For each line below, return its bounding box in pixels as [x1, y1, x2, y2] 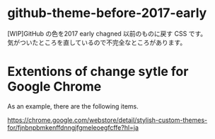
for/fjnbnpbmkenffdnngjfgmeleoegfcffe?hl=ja [7, 123, 139, 132]
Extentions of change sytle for [7, 64, 189, 79]
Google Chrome [7, 79, 102, 95]
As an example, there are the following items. [7, 101, 139, 111]
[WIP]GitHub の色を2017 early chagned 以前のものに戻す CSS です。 [7, 29, 207, 38]
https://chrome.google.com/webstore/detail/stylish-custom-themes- [7, 116, 207, 124]
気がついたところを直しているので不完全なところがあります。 [7, 38, 187, 47]
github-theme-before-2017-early [7, 5, 207, 21]
